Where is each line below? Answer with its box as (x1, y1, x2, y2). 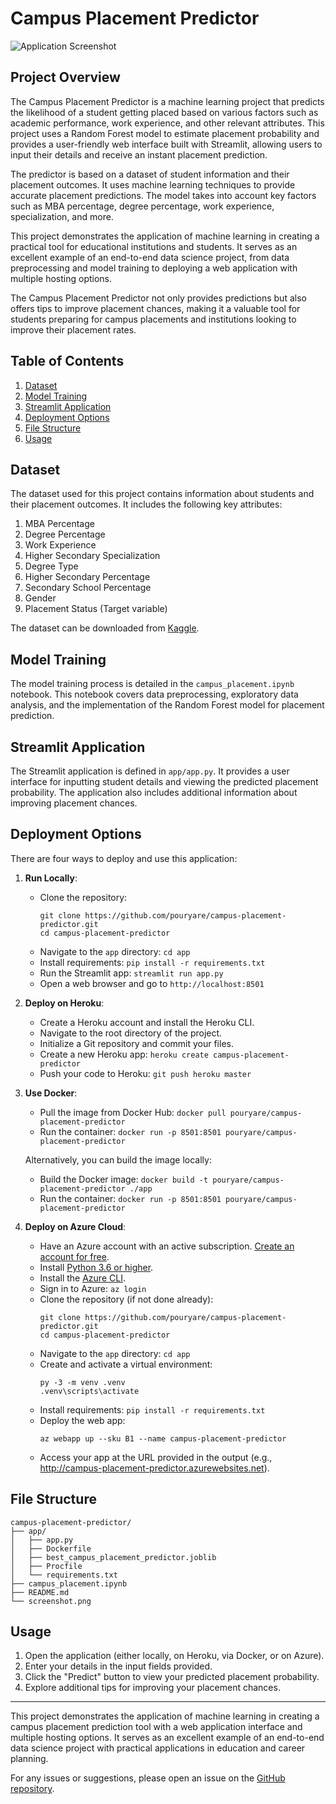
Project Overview (10, 69, 121, 86)
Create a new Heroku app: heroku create (39, 1048, 209, 1060)
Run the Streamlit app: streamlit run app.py (39, 967, 224, 979)
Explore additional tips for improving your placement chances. (24, 1682, 281, 1694)
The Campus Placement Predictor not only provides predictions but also (10, 292, 307, 304)
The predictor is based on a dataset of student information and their (10, 168, 290, 180)
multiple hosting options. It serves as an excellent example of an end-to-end (10, 1732, 325, 1744)
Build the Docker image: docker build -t (39, 1173, 209, 1185)
